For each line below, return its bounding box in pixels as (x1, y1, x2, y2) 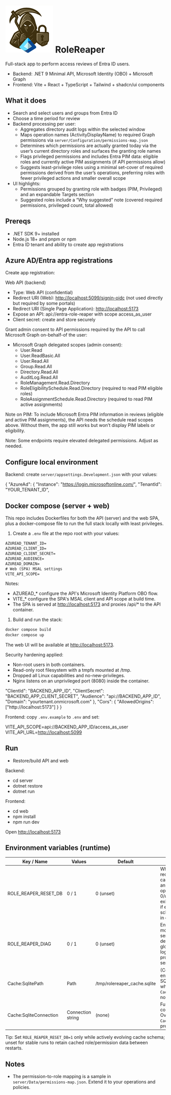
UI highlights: (12, 180, 41, 186)
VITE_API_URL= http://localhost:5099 (5, 729, 82, 735)
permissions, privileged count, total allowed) (20, 202, 113, 208)
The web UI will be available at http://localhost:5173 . (5, 641, 115, 648)
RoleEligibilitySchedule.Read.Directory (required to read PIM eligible (20, 385, 163, 391)
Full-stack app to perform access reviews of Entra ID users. (5, 61, 130, 67)
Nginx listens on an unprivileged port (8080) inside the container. (12, 678, 150, 684)
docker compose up (5, 632, 44, 637)
